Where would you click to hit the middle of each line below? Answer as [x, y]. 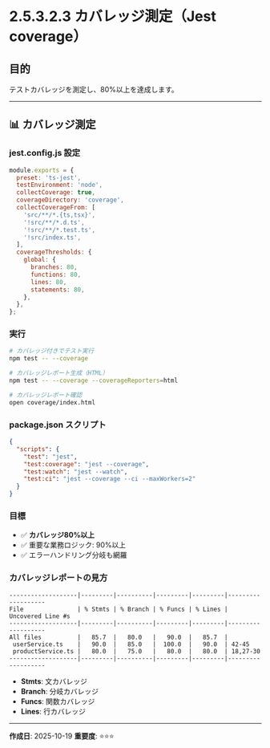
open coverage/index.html [52, 402]
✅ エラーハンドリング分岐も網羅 [74, 555]
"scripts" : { [38, 449]
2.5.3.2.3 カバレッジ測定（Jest [113, 16]
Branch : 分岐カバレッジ [60, 691]
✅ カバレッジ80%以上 [58, 535]
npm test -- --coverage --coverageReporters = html [94, 381]
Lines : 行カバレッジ [53, 711]
